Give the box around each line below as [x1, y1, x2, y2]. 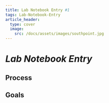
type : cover [10, 21, 36, 27]
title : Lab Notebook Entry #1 [5, 7, 70, 13]
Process [5, 73, 32, 82]
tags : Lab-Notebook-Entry [5, 12, 60, 17]
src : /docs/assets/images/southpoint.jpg [14, 31, 104, 36]
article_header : [5, 17, 40, 22]
